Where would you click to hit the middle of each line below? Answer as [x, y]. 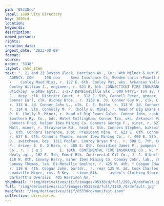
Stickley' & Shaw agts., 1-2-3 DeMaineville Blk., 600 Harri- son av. [83, 91]
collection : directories [30, 196]
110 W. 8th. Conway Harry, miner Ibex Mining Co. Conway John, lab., [82, 159]
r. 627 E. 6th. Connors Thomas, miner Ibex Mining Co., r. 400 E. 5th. [84, 137]
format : [13, 55]
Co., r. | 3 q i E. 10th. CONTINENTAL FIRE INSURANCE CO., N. [82, 150]
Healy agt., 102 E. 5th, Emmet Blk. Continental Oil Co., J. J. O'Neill [85, 155]
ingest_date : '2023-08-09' [32, 50]
